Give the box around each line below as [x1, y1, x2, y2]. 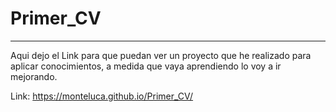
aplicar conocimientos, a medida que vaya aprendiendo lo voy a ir [10, 60, 282, 72]
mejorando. [10, 70, 58, 82]
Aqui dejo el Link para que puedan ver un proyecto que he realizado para [10, 49, 312, 61]
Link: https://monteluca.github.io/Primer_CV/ [10, 90, 194, 102]
